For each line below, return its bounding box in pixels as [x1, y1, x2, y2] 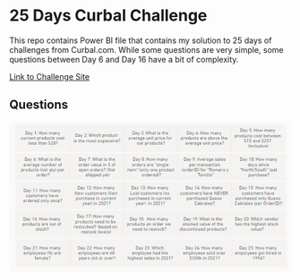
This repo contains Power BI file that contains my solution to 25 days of [9, 35, 272, 46]
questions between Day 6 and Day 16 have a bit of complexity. [9, 54, 239, 64]
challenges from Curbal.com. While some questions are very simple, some [9, 44, 284, 55]
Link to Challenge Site [9, 71, 90, 81]
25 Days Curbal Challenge [9, 5, 208, 26]
